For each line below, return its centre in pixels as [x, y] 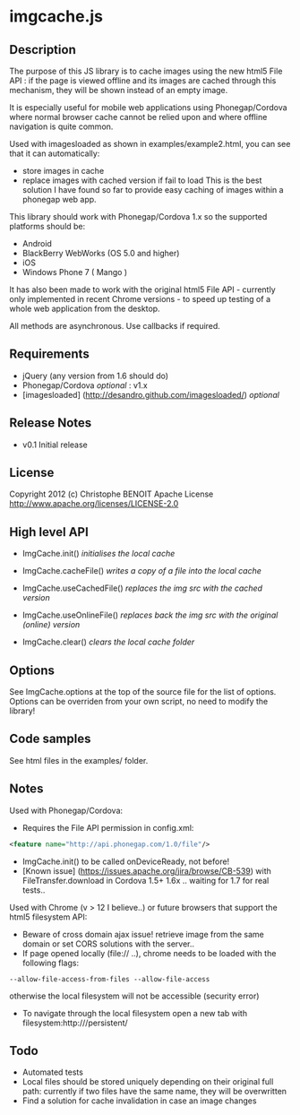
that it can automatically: [55, 153]
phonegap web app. [59, 199]
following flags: [50, 963]
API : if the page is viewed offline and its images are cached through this [143, 81]
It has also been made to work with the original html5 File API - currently [142, 290]
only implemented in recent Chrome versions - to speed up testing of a [140, 299]
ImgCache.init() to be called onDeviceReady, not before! [126, 861]
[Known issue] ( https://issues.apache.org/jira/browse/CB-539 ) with [146, 870]
